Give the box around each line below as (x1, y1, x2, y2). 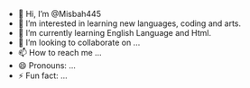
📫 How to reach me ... (17, 48, 102, 57)
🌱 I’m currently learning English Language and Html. (17, 28, 212, 38)
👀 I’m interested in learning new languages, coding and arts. (17, 18, 242, 29)
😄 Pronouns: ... (17, 60, 77, 71)
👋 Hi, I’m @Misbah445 (17, 9, 102, 19)
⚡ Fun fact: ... (17, 70, 68, 81)
